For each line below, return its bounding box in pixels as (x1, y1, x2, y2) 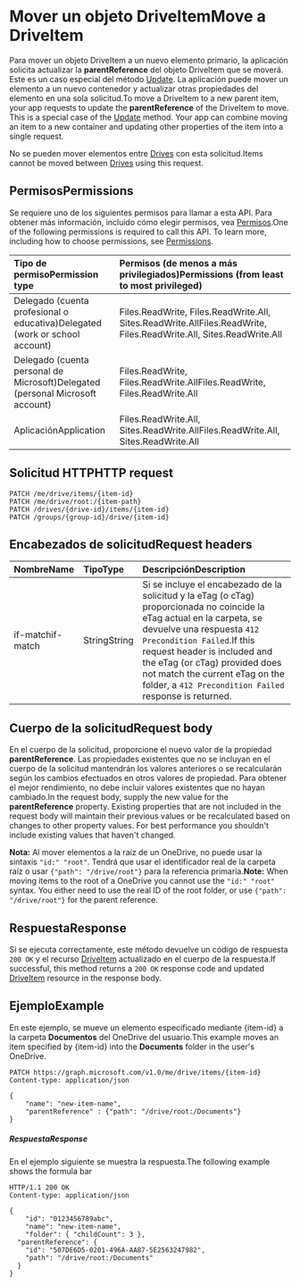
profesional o (13, 306, 70, 318)
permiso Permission (13, 268, 99, 281)
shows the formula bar (9, 1165, 92, 1176)
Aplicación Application (13, 424, 105, 436)
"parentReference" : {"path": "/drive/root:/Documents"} (25, 1106, 242, 1116)
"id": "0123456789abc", (25, 1214, 114, 1223)
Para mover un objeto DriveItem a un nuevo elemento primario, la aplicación (9, 55, 288, 65)
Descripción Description (142, 563, 246, 576)
